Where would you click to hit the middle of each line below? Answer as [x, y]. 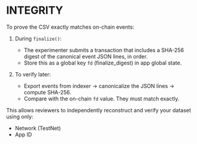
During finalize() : [38, 38]
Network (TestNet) [38, 128]
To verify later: [33, 74]
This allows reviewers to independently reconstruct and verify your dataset [99, 110]
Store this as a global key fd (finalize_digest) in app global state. [103, 63]
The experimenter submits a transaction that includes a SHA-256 [104, 50]
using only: [20, 117]
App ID [23, 134]
